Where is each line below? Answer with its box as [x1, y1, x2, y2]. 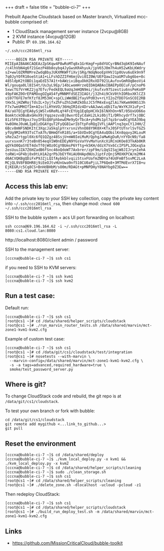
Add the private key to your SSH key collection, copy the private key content [5, 195, 159, 201]
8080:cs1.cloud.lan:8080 [5, 228, 56, 233]
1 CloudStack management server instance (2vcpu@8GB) [12, 29, 129, 34]
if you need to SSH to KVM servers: [5, 264, 77, 270]
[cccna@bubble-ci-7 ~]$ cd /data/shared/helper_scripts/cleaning [5, 465, 141, 470]
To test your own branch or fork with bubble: [5, 408, 95, 414]
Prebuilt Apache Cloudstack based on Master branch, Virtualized [5, 14, 136, 19]
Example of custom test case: [5, 336, 65, 341]
